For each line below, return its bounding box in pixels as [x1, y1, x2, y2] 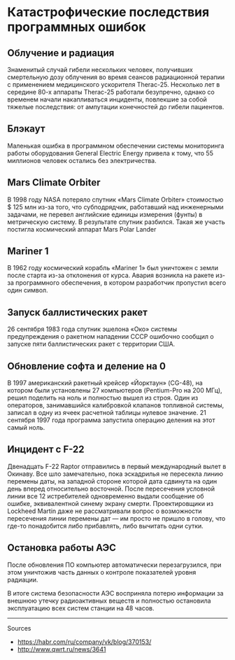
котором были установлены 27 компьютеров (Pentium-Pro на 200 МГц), [7, 386, 222, 395]
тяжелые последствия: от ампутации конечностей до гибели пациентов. [7, 103, 225, 111]
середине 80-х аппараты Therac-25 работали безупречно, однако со [7, 88, 215, 96]
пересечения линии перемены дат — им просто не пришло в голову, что [7, 514, 226, 522]
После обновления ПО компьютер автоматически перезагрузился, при [7, 561, 222, 569]
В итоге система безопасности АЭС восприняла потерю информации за [7, 589, 224, 597]
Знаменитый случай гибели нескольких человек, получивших [7, 66, 194, 73]
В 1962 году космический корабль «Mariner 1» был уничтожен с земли [7, 264, 219, 272]
